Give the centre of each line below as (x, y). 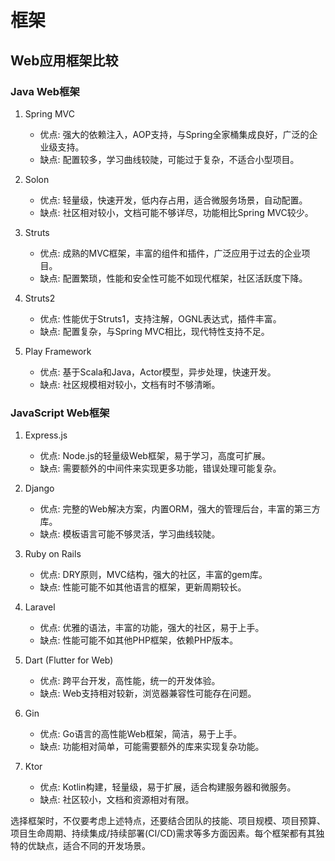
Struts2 (40, 298)
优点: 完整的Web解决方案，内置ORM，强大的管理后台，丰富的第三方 (180, 509)
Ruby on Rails (53, 554)
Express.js (46, 435)
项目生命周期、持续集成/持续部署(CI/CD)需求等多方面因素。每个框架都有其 (163, 833)
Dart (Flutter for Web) (69, 660)
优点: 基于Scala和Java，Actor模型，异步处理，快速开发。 (158, 372)
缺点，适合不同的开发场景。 (93, 846)
